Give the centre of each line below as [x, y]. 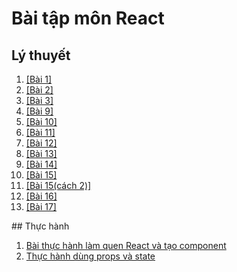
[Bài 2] [39, 90]
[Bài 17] [41, 206]
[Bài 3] [39, 100]
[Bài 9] [39, 111]
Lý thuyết [41, 55]
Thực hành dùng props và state [90, 256]
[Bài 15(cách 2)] [58, 185]
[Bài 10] [41, 121]
